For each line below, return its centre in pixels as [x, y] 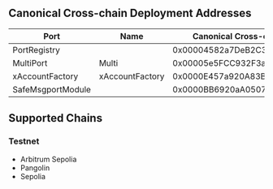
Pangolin [35, 168]
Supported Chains [56, 118]
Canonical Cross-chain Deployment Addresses [130, 13]
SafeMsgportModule [52, 89]
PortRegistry [37, 49]
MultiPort [30, 62]
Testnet [24, 141]
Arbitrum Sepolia [48, 159]
